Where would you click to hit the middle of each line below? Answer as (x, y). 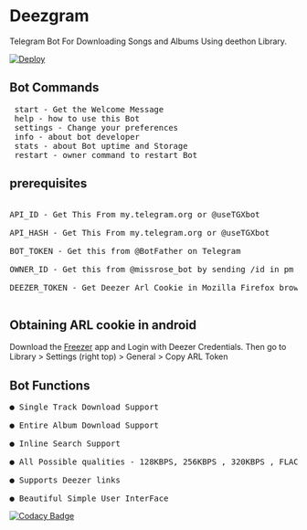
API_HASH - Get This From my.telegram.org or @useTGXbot (140, 233)
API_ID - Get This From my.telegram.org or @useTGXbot (135, 214)
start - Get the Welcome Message (89, 109)
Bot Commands (54, 88)
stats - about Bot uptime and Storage (101, 146)
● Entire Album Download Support (85, 425)
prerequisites (48, 184)
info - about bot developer (77, 137)
